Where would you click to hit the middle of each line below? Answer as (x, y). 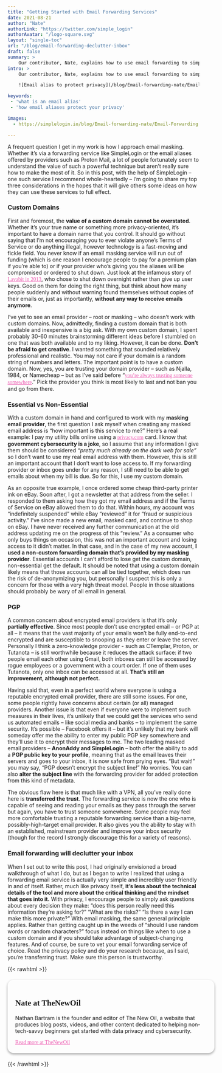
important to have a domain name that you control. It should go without (96, 233)
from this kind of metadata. (41, 781)
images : (17, 118)
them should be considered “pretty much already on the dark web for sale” (102, 450)
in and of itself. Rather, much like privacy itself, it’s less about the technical (102, 886)
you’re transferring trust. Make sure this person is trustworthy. (85, 957)
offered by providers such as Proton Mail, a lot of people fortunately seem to (103, 159)
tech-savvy (29, 1030)
